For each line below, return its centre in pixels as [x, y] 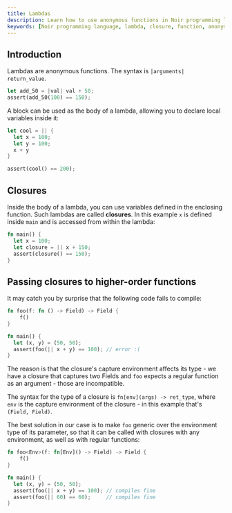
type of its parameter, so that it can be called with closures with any [104, 432]
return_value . [27, 78]
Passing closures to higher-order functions [102, 282]
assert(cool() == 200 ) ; [41, 169]
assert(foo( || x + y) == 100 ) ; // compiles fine [85, 491]
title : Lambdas [29, 13]
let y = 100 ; [32, 143]
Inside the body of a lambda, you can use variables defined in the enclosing [115, 207]
